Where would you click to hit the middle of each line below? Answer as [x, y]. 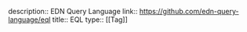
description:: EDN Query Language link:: [73, 11]
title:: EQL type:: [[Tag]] [90, 20]
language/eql [29, 20]
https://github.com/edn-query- [189, 11]
